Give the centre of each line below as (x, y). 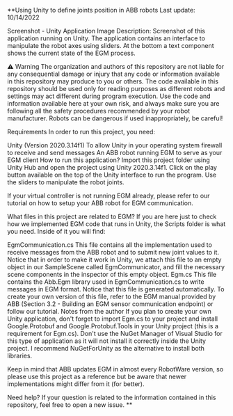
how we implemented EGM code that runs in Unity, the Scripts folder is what (116, 224)
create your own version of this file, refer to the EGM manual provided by (112, 296)
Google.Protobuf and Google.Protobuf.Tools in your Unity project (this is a (113, 326)
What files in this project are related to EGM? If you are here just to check (112, 216)
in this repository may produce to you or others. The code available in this (113, 81)
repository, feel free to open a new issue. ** (70, 405)
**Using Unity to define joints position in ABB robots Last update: (102, 10)
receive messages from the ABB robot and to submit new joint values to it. (113, 252)
